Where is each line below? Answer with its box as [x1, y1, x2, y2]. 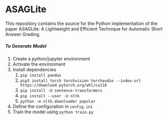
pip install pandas [20, 73, 62, 78]
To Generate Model [5, 43, 47, 49]
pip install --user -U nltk [20, 93, 80, 99]
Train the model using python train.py [12, 108, 94, 115]
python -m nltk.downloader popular [20, 99, 95, 104]
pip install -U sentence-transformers [20, 88, 103, 93]
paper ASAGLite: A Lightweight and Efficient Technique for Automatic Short [5, 25, 163, 32]
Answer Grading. [5, 31, 41, 37]
